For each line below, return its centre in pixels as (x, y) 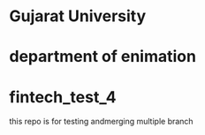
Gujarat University (78, 16)
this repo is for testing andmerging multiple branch (101, 122)
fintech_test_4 (63, 97)
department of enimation (103, 57)
